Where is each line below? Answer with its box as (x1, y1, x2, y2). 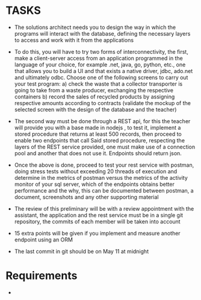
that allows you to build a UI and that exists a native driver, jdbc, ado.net (14, 67, 193, 74)
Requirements (5, 269, 78, 282)
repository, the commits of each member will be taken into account (14, 218, 181, 225)
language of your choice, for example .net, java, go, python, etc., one (14, 61, 186, 68)
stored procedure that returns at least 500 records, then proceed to (14, 130, 182, 138)
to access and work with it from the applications (14, 36, 134, 43)
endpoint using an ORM (14, 236, 73, 243)
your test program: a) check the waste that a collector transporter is (14, 80, 183, 88)
